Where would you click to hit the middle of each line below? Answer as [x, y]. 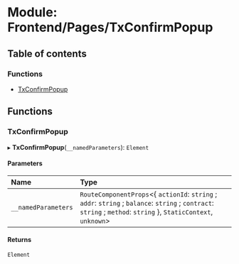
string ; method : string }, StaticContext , [147, 211]
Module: [32, 12]
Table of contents [47, 54]
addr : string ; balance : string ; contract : [147, 203]
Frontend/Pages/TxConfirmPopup [110, 27]
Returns [20, 240]
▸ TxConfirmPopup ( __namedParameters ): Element [78, 147]
